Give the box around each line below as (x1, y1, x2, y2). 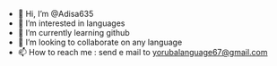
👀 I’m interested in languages (17, 18, 126, 29)
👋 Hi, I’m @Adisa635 (17, 9, 94, 19)
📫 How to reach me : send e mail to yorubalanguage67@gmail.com (17, 47, 268, 57)
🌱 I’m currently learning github (17, 28, 130, 37)
